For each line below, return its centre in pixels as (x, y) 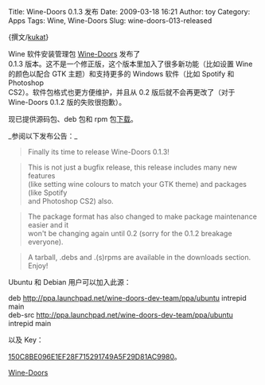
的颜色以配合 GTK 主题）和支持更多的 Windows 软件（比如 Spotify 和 (121, 74)
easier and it (48, 225)
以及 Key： (26, 340)
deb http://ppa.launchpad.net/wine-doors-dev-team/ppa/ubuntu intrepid (127, 298)
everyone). (45, 242)
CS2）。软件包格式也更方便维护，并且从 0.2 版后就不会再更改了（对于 (122, 92)
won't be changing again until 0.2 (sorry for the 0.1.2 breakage (130, 233)
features (41, 176)
